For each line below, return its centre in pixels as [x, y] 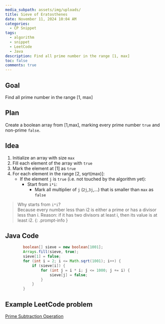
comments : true [21, 65]
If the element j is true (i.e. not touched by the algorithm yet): [83, 179]
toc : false [16, 61]
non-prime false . [23, 130]
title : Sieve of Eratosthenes [37, 14]
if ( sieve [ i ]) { [48, 266]
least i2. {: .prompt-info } [42, 220]
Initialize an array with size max [43, 158]
